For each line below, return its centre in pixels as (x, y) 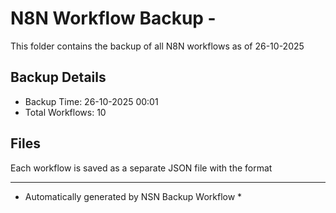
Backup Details (58, 77)
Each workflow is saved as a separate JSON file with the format (141, 168)
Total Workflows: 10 (65, 112)
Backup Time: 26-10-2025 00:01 (91, 101)
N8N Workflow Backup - (113, 18)
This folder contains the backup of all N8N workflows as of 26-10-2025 (157, 46)
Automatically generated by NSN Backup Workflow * (133, 196)
